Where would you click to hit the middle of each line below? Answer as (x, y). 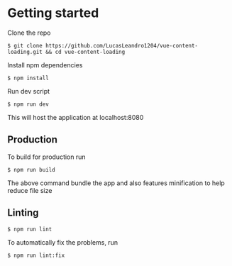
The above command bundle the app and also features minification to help (116, 183)
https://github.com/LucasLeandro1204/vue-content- (122, 45)
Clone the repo (29, 33)
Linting (23, 213)
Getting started (53, 13)
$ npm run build (31, 170)
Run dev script (29, 91)
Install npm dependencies (45, 65)
